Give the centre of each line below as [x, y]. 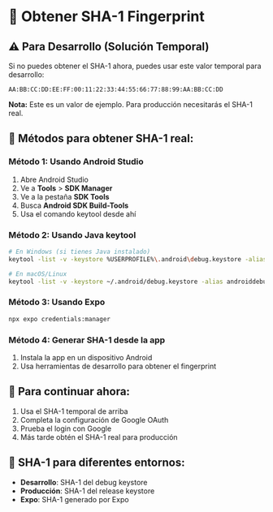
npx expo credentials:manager [60, 319]
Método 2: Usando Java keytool [72, 234]
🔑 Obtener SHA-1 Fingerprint [106, 17]
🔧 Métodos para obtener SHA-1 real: [101, 138]
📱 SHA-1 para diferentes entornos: [97, 463]
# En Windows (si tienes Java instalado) [80, 252]
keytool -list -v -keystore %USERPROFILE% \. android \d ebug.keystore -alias [138, 259]
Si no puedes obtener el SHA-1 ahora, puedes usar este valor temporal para [135, 66]
